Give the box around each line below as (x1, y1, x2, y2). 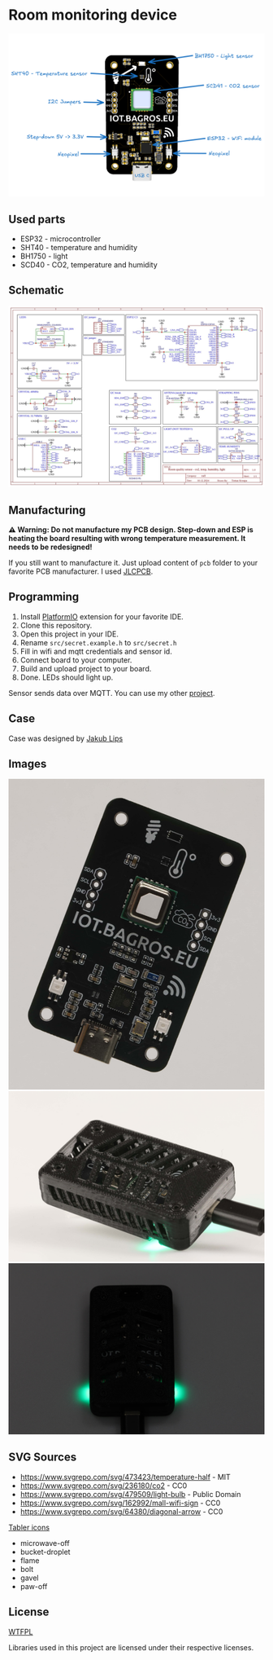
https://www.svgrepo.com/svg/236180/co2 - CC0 (19, 1481, 188, 1490)
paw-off (19, 1581, 48, 1591)
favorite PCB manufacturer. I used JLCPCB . (8, 566, 154, 576)
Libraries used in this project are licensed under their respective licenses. (8, 1642, 254, 1652)
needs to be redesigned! (8, 542, 93, 552)
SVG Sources (8, 1451, 77, 1464)
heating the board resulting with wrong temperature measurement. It (8, 533, 246, 543)
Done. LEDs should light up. (19, 672, 114, 682)
